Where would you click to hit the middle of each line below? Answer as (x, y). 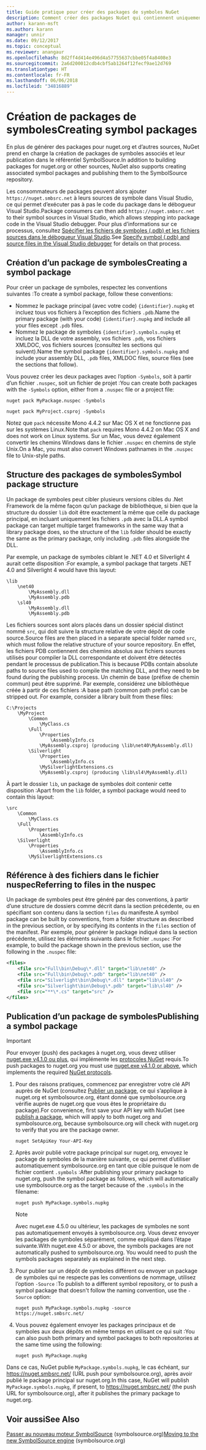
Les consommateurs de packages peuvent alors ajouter (77, 191)
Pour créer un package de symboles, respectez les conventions (87, 287)
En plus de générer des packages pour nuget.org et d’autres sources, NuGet (103, 147)
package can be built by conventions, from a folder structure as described (100, 919)
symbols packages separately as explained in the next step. (91, 1259)
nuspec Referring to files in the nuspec (81, 884)
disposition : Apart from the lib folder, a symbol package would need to (96, 790)
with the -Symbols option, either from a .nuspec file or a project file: (90, 389)
